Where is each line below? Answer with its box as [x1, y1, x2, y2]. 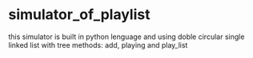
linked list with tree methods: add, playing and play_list [8, 40, 188, 49]
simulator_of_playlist [8, 6, 151, 24]
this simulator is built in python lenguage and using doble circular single [8, 32, 245, 41]
